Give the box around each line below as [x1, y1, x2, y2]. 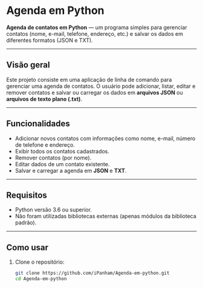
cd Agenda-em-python [14, 276, 67, 282]
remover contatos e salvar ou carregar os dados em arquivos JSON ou [6, 89, 183, 96]
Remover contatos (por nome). [14, 154, 92, 161]
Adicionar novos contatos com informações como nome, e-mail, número [14, 135, 196, 142]
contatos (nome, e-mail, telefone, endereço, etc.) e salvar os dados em [6, 30, 183, 37]
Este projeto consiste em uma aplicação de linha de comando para [6, 76, 172, 83]
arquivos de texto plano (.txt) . [6, 95, 83, 102]
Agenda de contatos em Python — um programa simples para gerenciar [6, 24, 187, 31]
